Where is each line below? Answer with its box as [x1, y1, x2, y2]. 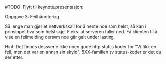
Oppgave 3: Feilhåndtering [5, 14, 59, 19]
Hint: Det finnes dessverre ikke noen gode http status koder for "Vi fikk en [5, 44, 157, 49]
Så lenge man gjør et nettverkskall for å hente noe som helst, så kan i [5, 23, 146, 29]
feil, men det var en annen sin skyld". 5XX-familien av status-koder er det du [5, 49, 162, 55]
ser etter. [5, 54, 24, 60]
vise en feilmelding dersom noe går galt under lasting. [5, 34, 115, 40]
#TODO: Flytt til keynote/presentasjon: [5, 4, 84, 10]
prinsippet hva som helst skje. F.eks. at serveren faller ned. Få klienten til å [5, 29, 158, 34]
